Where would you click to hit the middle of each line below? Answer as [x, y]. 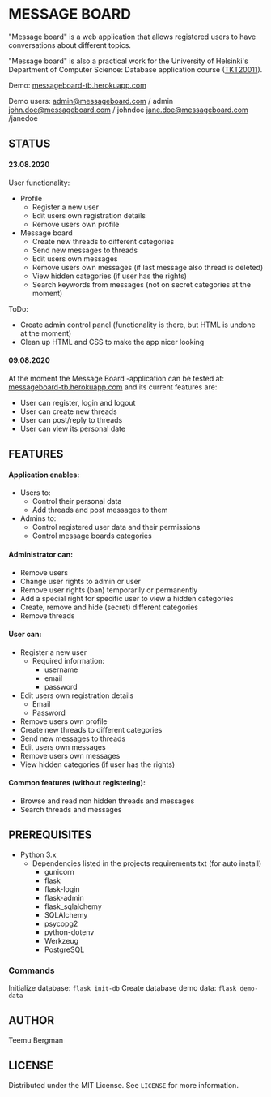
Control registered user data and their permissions [116, 527]
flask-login [62, 888]
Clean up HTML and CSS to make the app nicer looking [112, 342]
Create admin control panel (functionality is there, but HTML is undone [138, 325]
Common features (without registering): [77, 783]
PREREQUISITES [50, 835]
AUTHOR [32, 1020]
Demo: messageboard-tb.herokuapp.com [78, 85]
